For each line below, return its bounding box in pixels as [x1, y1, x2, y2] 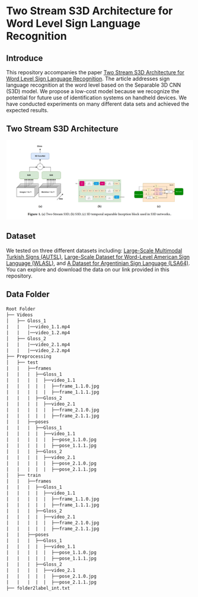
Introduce [6, 53, 43, 63]
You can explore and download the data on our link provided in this [6, 266, 170, 273]
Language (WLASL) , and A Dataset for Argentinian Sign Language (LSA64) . [6, 260, 190, 267]
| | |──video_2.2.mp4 [6, 348, 70, 353]
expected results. [6, 107, 49, 113]
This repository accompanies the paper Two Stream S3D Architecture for [6, 69, 185, 75]
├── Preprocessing [6, 353, 52, 359]
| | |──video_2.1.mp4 [6, 342, 70, 348]
